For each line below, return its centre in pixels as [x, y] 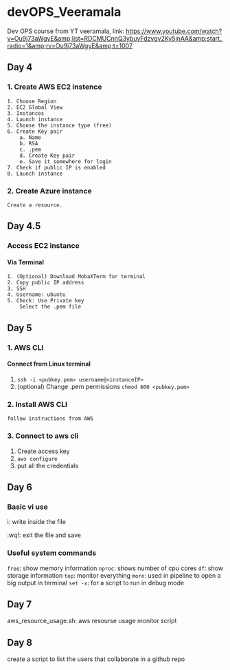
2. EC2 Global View [35, 107]
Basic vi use [27, 507]
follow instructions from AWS [50, 419]
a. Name [30, 137]
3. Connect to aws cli [43, 436]
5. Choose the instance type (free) [59, 125]
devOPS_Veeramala [64, 12]
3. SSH [16, 289]
